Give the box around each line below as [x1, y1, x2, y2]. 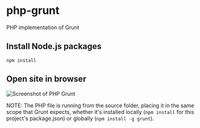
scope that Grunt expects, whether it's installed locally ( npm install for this [6, 108, 195, 115]
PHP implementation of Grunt [6, 24, 80, 31]
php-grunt [6, 4, 60, 18]
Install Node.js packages [6, 41, 102, 52]
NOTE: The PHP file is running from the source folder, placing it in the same [6, 101, 195, 109]
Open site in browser [6, 74, 87, 84]
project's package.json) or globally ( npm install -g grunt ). [6, 115, 155, 122]
